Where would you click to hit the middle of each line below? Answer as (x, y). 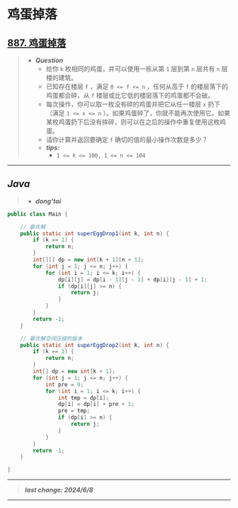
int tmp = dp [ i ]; (84, 397)
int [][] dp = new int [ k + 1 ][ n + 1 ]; (89, 260)
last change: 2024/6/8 (59, 490)
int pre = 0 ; (64, 384)
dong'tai (48, 201)
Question (49, 60)
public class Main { (38, 214)
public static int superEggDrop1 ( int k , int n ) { (95, 233)
